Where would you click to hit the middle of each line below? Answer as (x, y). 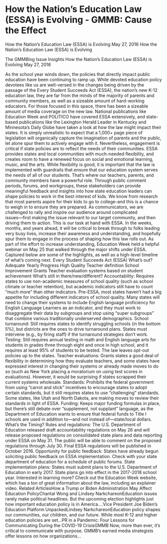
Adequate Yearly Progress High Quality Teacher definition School (72, 265)
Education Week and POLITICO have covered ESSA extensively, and (75, 116)
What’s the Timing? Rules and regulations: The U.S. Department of (73, 424)
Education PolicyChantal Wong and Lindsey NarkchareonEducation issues (81, 494)
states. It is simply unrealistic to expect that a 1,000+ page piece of (74, 132)
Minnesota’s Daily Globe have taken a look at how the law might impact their (83, 127)
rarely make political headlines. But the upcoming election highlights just (80, 499)
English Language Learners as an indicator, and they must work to (73, 308)
